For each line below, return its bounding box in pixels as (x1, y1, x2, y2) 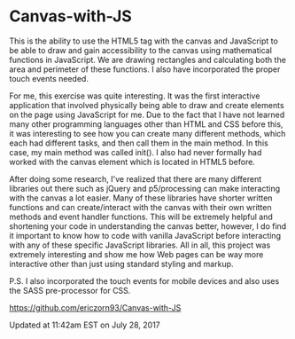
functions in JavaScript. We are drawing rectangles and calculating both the (9, 54, 286, 65)
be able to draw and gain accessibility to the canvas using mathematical (9, 44, 273, 55)
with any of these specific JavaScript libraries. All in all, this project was (9, 240, 271, 250)
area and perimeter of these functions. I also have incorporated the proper (9, 64, 281, 75)
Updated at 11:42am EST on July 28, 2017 (9, 319, 161, 330)
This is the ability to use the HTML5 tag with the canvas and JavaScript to (9, 35, 279, 46)
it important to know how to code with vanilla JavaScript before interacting (9, 230, 282, 240)
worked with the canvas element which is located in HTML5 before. (9, 156, 255, 167)
